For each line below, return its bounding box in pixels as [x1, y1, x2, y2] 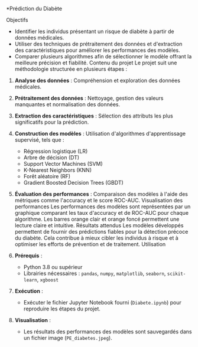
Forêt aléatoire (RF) [23, 173, 71, 179]
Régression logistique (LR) [23, 148, 88, 155]
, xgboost [37, 276, 59, 283]
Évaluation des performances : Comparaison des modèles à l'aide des [14, 191, 188, 197]
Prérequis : [14, 252, 43, 259]
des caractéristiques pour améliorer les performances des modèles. [14, 47, 180, 54]
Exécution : [14, 287, 43, 294]
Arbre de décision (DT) [23, 154, 80, 161]
